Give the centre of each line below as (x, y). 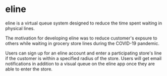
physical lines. (20, 28)
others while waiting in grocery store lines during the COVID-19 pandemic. (82, 43)
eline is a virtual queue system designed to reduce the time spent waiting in (84, 23)
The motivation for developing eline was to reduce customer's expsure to (81, 38)
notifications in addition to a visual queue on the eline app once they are (80, 63)
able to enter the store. (29, 69)
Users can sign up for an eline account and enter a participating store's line (83, 53)
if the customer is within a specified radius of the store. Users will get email (83, 58)
